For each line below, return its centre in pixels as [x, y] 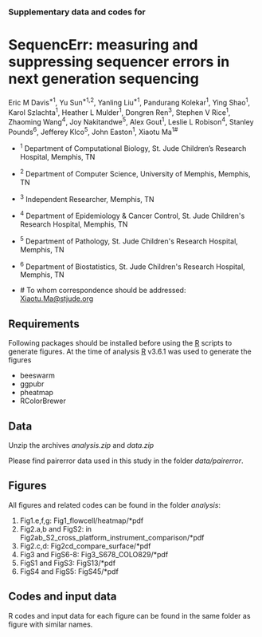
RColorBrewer [43, 401]
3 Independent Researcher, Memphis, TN [87, 198]
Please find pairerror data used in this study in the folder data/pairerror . [126, 461]
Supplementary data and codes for [77, 12]
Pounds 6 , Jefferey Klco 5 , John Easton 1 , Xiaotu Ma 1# [93, 131]
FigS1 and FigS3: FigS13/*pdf [68, 563]
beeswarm [37, 376]
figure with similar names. [51, 624]
